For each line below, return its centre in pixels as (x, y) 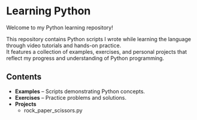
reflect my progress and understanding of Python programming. (85, 58)
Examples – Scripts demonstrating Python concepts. (80, 91)
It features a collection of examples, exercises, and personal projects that (97, 51)
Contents (24, 77)
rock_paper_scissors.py (53, 110)
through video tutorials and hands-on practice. (64, 45)
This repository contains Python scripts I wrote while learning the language (99, 39)
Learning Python (49, 11)
